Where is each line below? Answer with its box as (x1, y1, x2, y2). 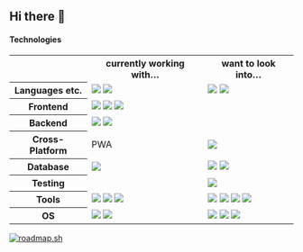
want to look (221, 57, 277, 69)
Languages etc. (14, 85, 83, 97)
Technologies (9, 33, 62, 45)
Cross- (32, 133, 65, 146)
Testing (31, 177, 65, 190)
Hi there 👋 (9, 9, 66, 24)
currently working (106, 57, 185, 69)
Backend (28, 117, 68, 130)
